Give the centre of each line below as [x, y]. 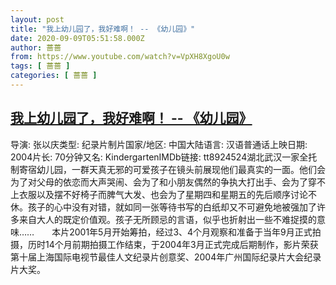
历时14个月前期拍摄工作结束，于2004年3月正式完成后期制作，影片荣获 [173, 244]
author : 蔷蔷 [36, 47]
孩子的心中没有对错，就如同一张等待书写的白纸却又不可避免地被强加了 [172, 207]
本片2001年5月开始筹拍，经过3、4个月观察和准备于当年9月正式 [182, 232]
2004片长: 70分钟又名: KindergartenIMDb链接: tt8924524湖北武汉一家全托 [164, 157]
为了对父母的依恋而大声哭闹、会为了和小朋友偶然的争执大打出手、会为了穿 [163, 182]
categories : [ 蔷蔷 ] [54, 76]
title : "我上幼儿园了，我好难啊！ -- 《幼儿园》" [103, 29]
